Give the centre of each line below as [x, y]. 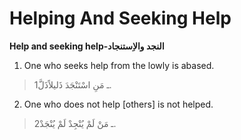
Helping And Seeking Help [120, 18]
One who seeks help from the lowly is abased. [119, 65]
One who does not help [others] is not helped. [118, 104]
